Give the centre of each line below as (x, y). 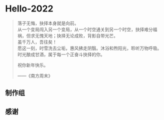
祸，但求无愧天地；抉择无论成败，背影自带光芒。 (68, 35)
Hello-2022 (29, 9)
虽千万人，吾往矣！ (37, 42)
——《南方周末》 (35, 75)
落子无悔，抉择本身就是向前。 (48, 23)
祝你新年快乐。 (33, 65)
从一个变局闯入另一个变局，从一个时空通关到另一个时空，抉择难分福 (87, 29)
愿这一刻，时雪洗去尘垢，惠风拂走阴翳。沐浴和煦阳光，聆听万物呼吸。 (89, 48)
